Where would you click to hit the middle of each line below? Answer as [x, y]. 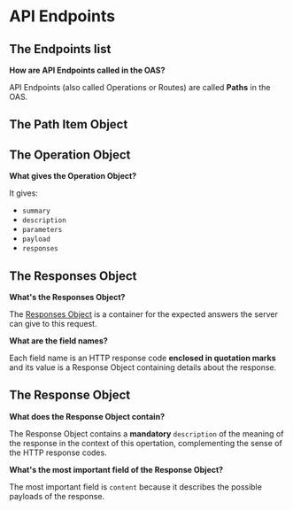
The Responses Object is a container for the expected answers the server [144, 314]
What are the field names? [58, 341]
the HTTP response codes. [58, 452]
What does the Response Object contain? [87, 416]
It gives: [23, 193]
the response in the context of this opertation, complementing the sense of [146, 443]
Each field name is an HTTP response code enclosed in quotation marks [143, 358]
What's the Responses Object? [67, 297]
